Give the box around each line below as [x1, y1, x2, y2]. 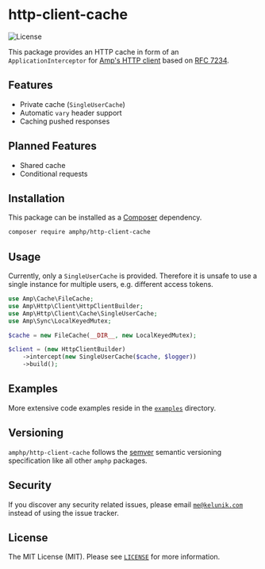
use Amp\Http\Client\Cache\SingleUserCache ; [8, 309, 158, 318]
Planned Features [8, 139, 98, 153]
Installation [8, 192, 65, 205]
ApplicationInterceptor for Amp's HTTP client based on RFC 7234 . [8, 55, 230, 65]
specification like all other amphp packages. [8, 456, 148, 465]
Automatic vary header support [19, 108, 122, 117]
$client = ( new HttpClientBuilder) [8, 346, 126, 353]
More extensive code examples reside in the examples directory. [8, 403, 217, 413]
